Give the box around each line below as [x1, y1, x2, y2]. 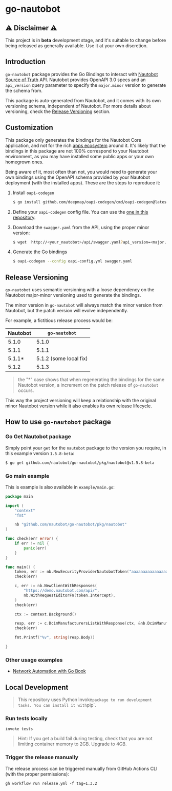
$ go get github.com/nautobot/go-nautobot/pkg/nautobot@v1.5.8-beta [5, 460, 155, 465]
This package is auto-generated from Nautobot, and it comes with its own [5, 97, 161, 103]
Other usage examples [5, 656, 63, 663]
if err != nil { [14, 541, 50, 546]
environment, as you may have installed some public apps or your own [5, 153, 154, 159]
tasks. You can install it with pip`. [17, 702, 96, 708]
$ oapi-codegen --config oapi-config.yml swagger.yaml [12, 259, 133, 264]
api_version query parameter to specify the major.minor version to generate [5, 82, 166, 88]
